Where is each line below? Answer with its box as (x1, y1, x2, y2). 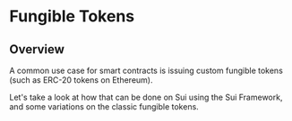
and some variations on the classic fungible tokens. (9, 101, 199, 112)
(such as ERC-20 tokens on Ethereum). (9, 75, 153, 85)
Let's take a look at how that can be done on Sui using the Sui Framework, (9, 92, 283, 102)
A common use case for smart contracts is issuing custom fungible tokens (9, 65, 284, 76)
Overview (9, 42, 65, 57)
